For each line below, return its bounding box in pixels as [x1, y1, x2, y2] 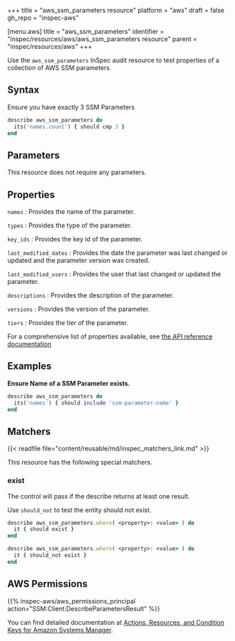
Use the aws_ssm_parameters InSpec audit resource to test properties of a [7, 56, 219, 64]
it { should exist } [13, 526, 74, 533]
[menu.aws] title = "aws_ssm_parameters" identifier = [7, 28, 165, 35]
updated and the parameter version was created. [7, 256, 150, 265]
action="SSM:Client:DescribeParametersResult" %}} [7, 604, 161, 613]
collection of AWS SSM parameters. [7, 64, 112, 72]
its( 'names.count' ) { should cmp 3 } [13, 123, 125, 130]
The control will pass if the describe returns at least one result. [7, 492, 190, 500]
